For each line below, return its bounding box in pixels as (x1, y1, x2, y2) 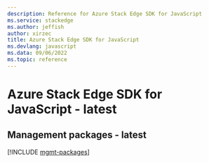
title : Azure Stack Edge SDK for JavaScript (7, 37, 140, 44)
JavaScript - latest (7, 101, 117, 117)
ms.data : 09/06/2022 (7, 50, 68, 57)
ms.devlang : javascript (7, 43, 77, 50)
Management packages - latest (7, 129, 147, 141)
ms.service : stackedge (7, 17, 74, 24)
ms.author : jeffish (7, 23, 65, 30)
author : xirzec (7, 30, 52, 37)
